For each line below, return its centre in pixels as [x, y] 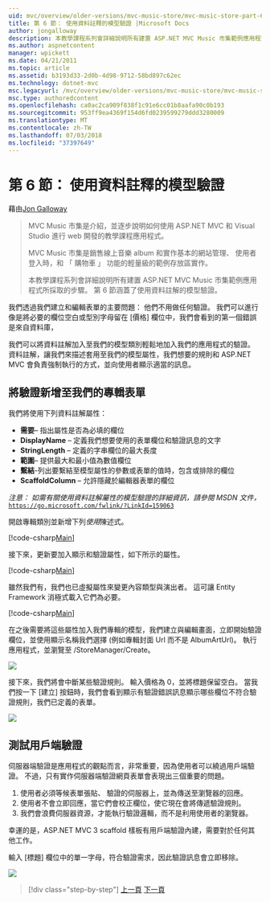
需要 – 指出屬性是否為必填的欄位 [72, 430]
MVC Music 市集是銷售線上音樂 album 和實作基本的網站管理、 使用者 [142, 253]
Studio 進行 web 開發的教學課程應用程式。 [98, 236]
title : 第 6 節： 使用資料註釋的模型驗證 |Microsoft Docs [99, 23]
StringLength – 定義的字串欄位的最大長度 [88, 450]
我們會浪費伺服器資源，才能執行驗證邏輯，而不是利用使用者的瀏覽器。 [136, 814]
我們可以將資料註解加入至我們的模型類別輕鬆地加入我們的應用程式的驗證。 [131, 344]
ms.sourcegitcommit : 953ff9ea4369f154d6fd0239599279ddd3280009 [117, 113]
